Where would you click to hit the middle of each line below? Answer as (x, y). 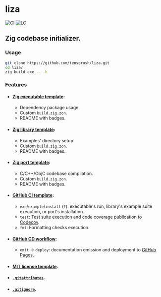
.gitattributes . (29, 278)
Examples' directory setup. (47, 140)
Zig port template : (31, 163)
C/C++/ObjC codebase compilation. (56, 173)
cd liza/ (14, 67)
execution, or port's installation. (52, 211)
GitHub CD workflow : (35, 238)
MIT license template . (35, 266)
